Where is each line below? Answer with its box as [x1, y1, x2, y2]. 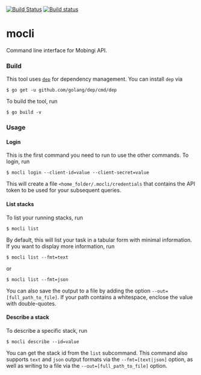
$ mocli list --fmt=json [6, 276, 69, 283]
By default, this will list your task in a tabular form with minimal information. [6, 236, 193, 244]
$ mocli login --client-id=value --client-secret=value [6, 169, 149, 176]
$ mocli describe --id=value [6, 338, 79, 345]
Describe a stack [6, 314, 49, 321]
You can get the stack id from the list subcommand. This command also [6, 349, 188, 356]
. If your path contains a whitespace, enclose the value [57, 293, 193, 301]
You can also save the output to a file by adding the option [6, 287, 151, 294]
